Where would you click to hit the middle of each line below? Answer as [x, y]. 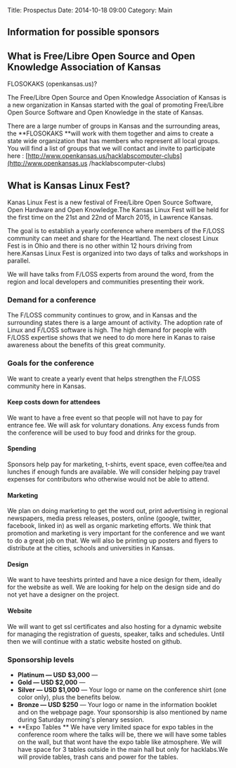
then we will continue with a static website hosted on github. [95, 641]
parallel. [19, 261]
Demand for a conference [52, 300]
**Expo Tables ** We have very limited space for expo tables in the [115, 727]
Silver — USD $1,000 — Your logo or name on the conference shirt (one [122, 689]
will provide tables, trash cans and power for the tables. [98, 757]
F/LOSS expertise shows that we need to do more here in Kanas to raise [111, 338]
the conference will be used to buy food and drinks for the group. [102, 432]
